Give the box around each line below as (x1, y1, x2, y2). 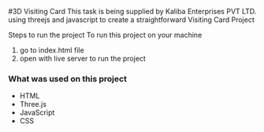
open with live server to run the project (19, 54, 146, 63)
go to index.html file (19, 46, 84, 54)
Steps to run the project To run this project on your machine (8, 31, 203, 39)
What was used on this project (8, 73, 128, 84)
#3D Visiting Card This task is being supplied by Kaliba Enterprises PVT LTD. (8, 7, 257, 16)
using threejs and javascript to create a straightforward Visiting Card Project (8, 15, 255, 24)
